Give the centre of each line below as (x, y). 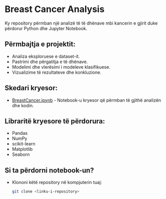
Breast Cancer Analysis (54, 9)
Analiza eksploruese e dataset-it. (46, 56)
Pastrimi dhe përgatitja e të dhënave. (50, 62)
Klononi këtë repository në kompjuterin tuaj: (57, 182)
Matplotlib (22, 149)
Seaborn (21, 154)
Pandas (20, 133)
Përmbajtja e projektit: (40, 44)
